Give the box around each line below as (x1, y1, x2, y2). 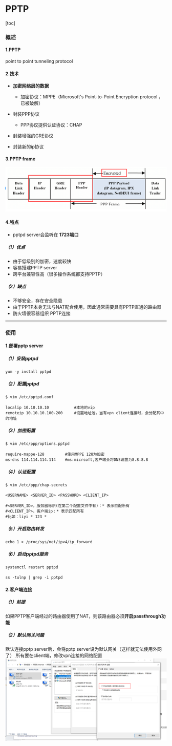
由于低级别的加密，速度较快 (12, 258, 72, 264)
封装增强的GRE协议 (12, 133, 54, 139)
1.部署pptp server (5, 343, 44, 349)
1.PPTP (5, 47, 21, 53)
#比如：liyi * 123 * (5, 514, 47, 520)
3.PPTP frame (5, 156, 36, 162)
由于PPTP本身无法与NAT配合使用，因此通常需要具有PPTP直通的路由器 (12, 304, 162, 310)
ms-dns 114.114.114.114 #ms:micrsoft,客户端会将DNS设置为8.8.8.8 (5, 457, 148, 462)
